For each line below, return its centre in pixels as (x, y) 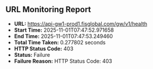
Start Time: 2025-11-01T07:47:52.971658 (64, 30)
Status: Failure (32, 54)
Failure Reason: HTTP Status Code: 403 (63, 61)
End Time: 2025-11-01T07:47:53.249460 (63, 36)
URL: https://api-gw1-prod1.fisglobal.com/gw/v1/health (81, 23)
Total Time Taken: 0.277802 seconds (60, 42)
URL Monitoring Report (49, 10)
